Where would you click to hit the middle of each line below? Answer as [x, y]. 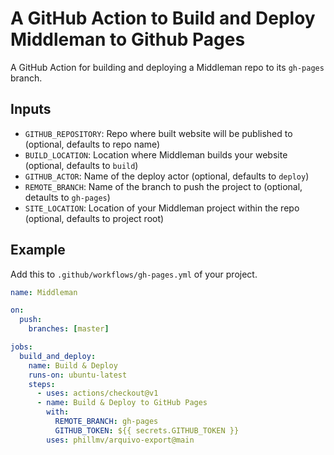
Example [38, 250]
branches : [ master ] [69, 329]
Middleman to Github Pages [128, 39]
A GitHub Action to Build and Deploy [163, 18]
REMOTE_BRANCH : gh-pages [106, 422]
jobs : [21, 347]
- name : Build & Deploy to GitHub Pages [122, 403]
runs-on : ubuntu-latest [78, 375]
